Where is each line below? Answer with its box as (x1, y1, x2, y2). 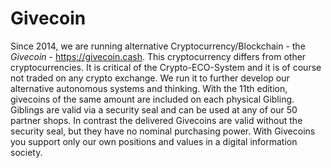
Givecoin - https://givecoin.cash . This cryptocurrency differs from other (10, 50, 307, 62)
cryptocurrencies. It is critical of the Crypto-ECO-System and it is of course (10, 61, 322, 73)
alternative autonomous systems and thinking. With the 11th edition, (10, 82, 288, 94)
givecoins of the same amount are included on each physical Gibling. (10, 93, 295, 105)
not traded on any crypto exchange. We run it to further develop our (10, 72, 290, 84)
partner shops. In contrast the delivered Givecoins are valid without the (10, 114, 303, 126)
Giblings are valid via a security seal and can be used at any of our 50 (10, 103, 298, 116)
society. (10, 146, 43, 158)
